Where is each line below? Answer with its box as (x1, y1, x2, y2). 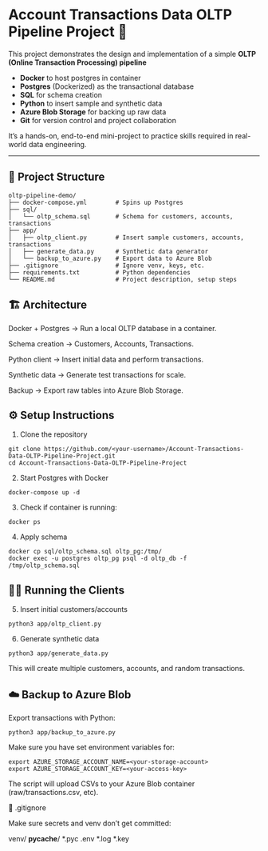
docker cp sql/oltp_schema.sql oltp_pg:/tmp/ (8, 548, 162, 556)
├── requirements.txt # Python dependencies (8, 268, 191, 277)
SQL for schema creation (19, 90, 102, 99)
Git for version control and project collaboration (19, 115, 177, 125)
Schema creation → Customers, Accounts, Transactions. (8, 338, 194, 349)
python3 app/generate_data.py (8, 649, 109, 657)
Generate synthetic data (19, 634, 100, 644)
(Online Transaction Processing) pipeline (8, 58, 148, 67)
